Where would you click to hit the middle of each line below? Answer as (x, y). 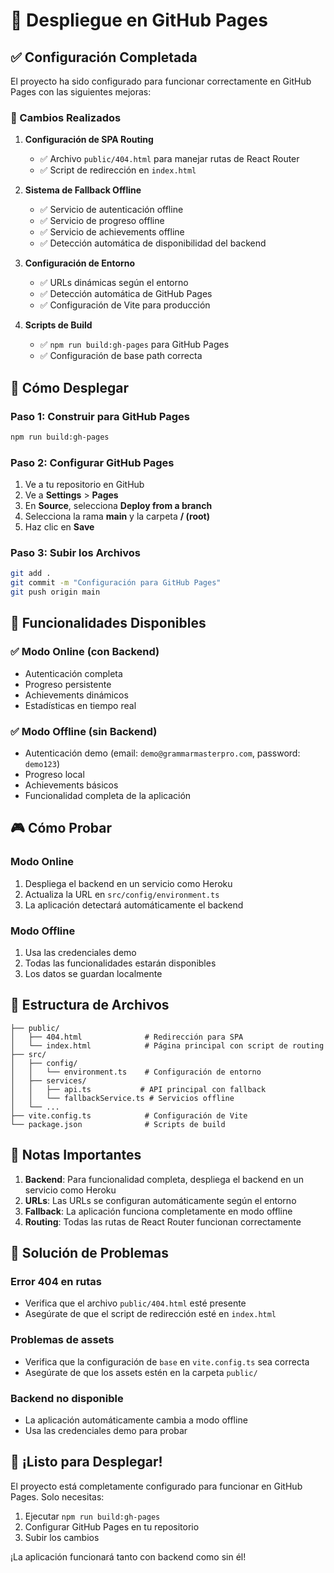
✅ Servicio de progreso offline (102, 221)
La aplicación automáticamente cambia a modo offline (136, 1420)
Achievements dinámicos (76, 695)
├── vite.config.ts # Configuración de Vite (129, 1115)
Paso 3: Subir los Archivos (75, 553)
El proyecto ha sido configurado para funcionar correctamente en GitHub (161, 81)
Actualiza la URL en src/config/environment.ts (122, 894)
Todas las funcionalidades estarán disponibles (120, 963)
